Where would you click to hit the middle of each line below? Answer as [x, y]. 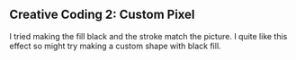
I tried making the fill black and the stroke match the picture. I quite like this [148, 36]
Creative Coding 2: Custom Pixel [102, 15]
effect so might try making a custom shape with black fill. [116, 46]
